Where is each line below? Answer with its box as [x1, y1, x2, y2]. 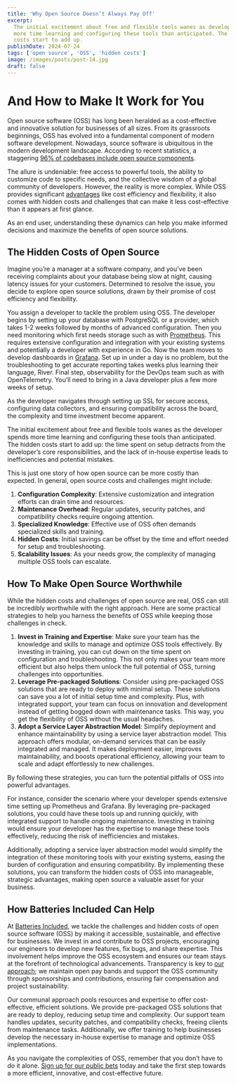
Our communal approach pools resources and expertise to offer [7, 995, 192, 1004]
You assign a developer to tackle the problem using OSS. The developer [7, 308, 216, 317]
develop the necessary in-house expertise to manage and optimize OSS [7, 1033, 216, 1041]
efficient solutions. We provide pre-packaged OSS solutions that [36, 1003, 223, 1011]
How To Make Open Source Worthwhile [7, 578, 183, 590]
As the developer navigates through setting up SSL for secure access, [7, 397, 210, 405]
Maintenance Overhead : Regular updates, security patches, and [17, 505, 205, 514]
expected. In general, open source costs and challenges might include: [7, 477, 213, 485]
